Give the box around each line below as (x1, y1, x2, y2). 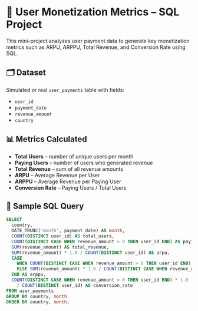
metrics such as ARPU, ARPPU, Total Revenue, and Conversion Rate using (6, 44, 186, 51)
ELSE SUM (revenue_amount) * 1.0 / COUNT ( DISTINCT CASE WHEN (16, 266, 167, 272)
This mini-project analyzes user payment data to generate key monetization (6, 37, 190, 44)
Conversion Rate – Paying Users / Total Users (14, 184, 127, 191)
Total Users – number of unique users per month (14, 153, 134, 160)
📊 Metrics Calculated (6, 134, 87, 144)
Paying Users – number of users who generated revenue (14, 159, 153, 166)
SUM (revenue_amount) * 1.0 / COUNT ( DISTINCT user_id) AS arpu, (11, 250, 170, 256)
